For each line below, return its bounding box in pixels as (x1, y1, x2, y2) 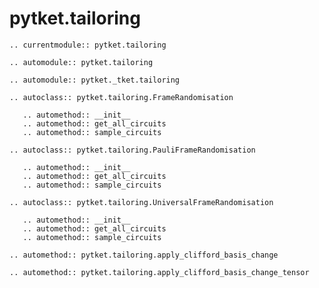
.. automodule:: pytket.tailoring (9, 57, 154, 67)
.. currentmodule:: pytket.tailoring (9, 40, 167, 50)
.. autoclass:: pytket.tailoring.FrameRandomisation (9, 92, 234, 102)
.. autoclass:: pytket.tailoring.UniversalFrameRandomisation (9, 197, 274, 207)
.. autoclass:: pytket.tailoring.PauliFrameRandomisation (9, 145, 256, 155)
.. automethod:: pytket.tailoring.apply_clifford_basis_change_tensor (9, 267, 310, 277)
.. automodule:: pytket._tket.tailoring (9, 75, 181, 85)
